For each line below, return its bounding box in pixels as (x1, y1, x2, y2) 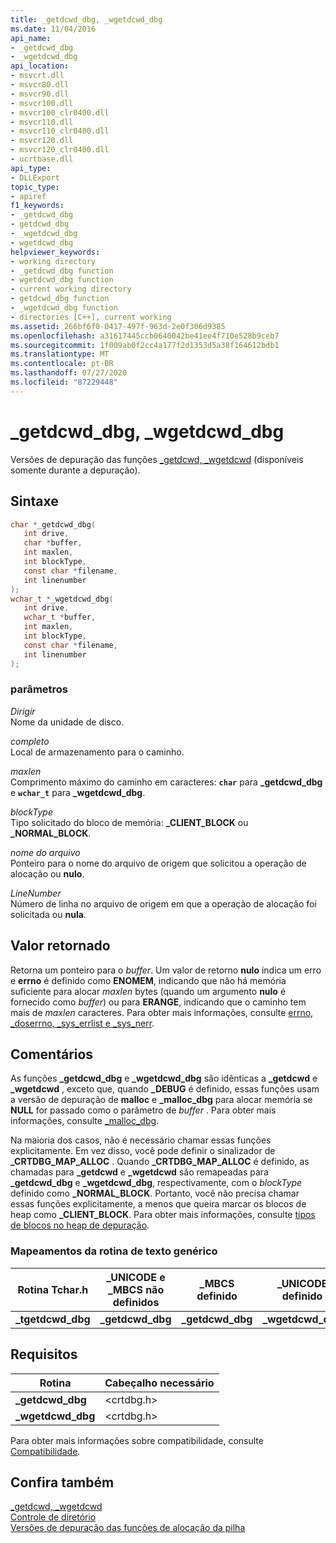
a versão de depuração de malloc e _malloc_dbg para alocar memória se (10, 1094, 313, 1106)
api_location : (10, 61, 70, 71)
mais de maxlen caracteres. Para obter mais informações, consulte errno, (10, 1006, 314, 1018)
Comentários (10, 1046, 94, 1063)
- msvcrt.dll (10, 71, 65, 81)
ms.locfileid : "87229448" (10, 377, 118, 387)
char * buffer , (23, 538, 83, 548)
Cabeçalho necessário (104, 1376, 215, 1390)
